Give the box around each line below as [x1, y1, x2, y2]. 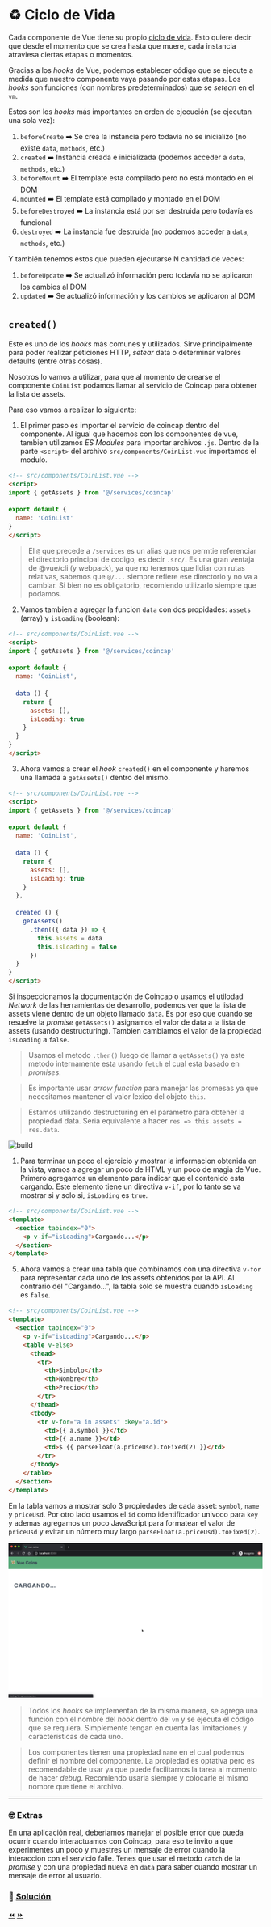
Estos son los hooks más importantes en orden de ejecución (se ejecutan [8, 107, 252, 117]
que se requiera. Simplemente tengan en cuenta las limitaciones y [27, 1723, 248, 1733]
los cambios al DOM [19, 282, 87, 291]
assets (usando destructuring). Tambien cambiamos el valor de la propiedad [8, 1026, 262, 1035]
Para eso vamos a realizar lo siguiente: [8, 405, 137, 414]
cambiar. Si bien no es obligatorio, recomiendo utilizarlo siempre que [27, 580, 256, 590]
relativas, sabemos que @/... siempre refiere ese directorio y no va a [27, 571, 258, 581]
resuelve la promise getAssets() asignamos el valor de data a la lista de [8, 1017, 246, 1027]
